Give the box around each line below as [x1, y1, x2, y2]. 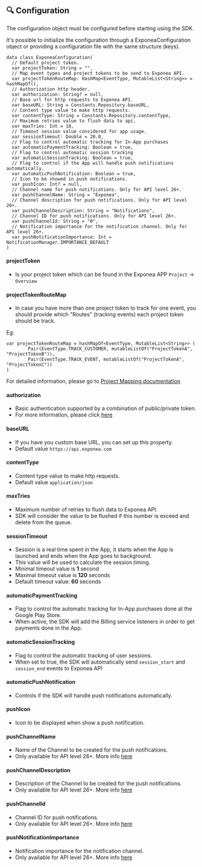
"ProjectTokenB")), [6, 351, 55, 357]
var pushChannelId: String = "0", [11, 218, 98, 224]
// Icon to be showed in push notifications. [11, 176, 128, 182]
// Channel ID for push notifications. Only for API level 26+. [11, 213, 177, 219]
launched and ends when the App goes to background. [14, 552, 152, 560]
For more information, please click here [14, 411, 113, 418]
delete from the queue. [14, 519, 72, 526]
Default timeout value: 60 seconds [14, 578, 101, 585]
